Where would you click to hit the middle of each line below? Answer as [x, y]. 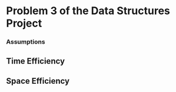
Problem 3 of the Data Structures [88, 11]
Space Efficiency [38, 81]
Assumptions [26, 42]
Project [24, 23]
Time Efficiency [36, 61]
